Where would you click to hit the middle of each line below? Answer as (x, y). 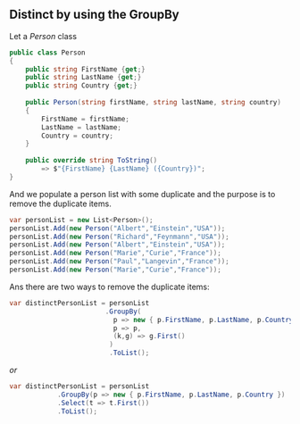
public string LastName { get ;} (83, 78)
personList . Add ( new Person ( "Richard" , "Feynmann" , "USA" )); (119, 237)
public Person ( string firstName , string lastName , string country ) (153, 103)
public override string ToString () (92, 161)
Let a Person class (43, 36)
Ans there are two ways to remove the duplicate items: (109, 287)
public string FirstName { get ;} (85, 69)
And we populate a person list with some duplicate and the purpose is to (142, 194)
